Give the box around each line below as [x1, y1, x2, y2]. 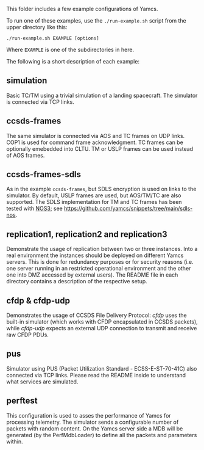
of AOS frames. [6, 151, 45, 159]
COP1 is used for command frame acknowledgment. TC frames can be [6, 139, 184, 146]
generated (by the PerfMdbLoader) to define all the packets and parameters [6, 431, 197, 438]
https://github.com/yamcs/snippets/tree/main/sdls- [63, 205, 193, 212]
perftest [6, 396, 38, 406]
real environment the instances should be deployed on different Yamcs [6, 252, 184, 259]
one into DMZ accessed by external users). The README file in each [6, 271, 178, 278]
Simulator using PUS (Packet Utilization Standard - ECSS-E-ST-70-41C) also [6, 365, 197, 372]
